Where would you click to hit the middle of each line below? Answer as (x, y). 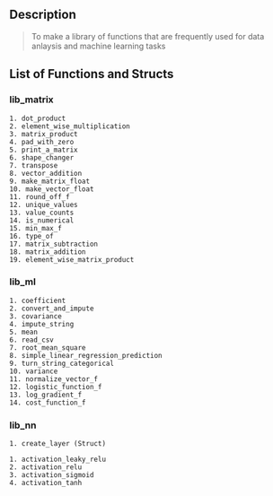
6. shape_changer (42, 157)
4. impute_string (42, 324)
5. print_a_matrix (44, 150)
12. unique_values (44, 204)
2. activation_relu (46, 467)
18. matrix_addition (48, 252)
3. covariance (36, 316)
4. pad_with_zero (42, 142)
